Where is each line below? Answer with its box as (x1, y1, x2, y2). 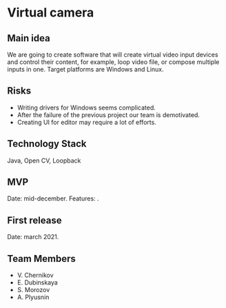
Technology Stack (7, 138, 87, 150)
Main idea (7, 32, 50, 44)
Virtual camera (7, 5, 94, 21)
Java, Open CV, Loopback (7, 156, 81, 165)
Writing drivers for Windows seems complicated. (17, 103, 156, 112)
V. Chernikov (17, 271, 54, 280)
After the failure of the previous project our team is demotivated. (17, 110, 200, 119)
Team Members (7, 253, 76, 265)
